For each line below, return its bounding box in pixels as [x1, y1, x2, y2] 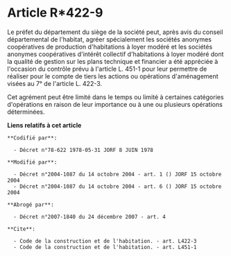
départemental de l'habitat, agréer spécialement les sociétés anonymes [7, 35, 212, 43]
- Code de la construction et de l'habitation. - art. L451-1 [13, 244, 197, 250]
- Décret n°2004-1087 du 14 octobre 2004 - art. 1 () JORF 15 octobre [13, 171, 222, 178]
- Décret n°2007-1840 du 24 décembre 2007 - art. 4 [13, 213, 166, 220]
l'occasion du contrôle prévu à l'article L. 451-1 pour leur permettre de [7, 65, 207, 73]
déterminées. [7, 108, 45, 116]
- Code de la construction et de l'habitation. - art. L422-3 [13, 237, 197, 244]
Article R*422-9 [7, 5, 103, 21]
